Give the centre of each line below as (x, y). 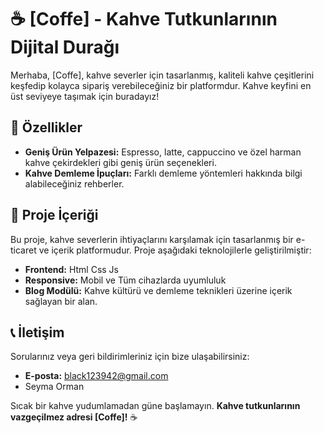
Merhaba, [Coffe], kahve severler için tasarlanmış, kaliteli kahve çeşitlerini (162, 75)
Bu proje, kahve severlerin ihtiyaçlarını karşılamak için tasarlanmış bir (152, 239)
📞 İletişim (37, 332)
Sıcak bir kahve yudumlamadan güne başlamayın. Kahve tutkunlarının (155, 406)
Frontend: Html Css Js (71, 269)
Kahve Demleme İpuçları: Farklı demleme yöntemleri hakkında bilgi (163, 173)
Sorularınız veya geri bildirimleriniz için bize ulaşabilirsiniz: (130, 357)
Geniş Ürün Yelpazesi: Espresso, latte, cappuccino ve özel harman (163, 152)
